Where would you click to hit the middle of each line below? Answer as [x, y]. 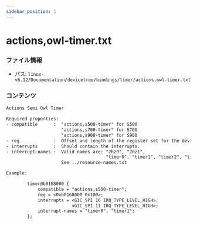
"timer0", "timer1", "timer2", [144, 157]
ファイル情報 [24, 60]
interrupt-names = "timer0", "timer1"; [86, 211]
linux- [36, 75]
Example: [17, 173]
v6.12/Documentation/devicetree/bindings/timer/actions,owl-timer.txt [103, 80]
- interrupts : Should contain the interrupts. [73, 146]
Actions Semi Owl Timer [35, 108]
